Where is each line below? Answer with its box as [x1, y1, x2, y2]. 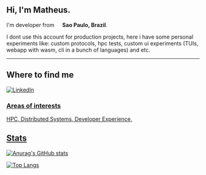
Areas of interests [6, 101, 61, 110]
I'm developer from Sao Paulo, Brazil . [6, 21, 108, 28]
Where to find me [6, 70, 74, 80]
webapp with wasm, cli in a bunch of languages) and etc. [6, 46, 151, 53]
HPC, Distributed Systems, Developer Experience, [6, 115, 132, 122]
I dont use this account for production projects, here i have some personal [6, 33, 194, 41]
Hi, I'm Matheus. [6, 5, 71, 15]
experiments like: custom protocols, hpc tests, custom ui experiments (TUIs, [6, 39, 199, 47]
